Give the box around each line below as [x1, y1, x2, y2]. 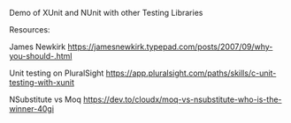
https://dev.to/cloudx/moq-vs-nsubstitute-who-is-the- [82, 94, 282, 105]
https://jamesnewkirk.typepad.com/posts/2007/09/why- [67, 41, 273, 52]
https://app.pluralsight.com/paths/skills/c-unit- [105, 68, 277, 78]
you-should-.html [9, 51, 73, 61]
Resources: [9, 25, 50, 34]
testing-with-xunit [9, 77, 75, 87]
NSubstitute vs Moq [9, 94, 81, 105]
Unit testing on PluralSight [9, 68, 104, 78]
